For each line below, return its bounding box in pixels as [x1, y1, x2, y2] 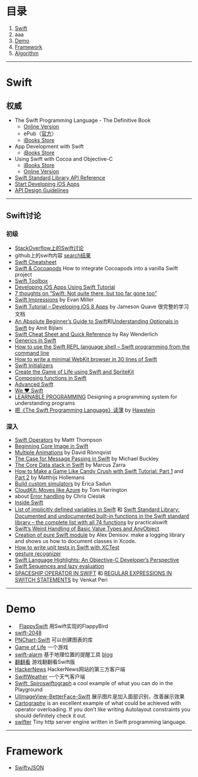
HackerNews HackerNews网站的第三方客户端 [14, 666, 126, 673]
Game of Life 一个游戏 [14, 643, 69, 650]
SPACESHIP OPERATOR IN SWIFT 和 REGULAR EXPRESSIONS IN [14, 569, 172, 577]
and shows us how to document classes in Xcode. [14, 537, 137, 544]
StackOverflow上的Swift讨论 [14, 244, 84, 252]
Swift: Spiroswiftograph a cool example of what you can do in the [14, 679, 173, 686]
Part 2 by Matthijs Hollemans [14, 474, 85, 481]
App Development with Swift [14, 143, 84, 150]
